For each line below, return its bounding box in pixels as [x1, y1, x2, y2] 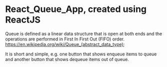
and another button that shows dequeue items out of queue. [5, 56, 129, 62]
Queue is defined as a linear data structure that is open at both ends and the [5, 30, 162, 36]
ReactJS [5, 14, 41, 25]
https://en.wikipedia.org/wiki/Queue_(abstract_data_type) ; [5, 41, 125, 47]
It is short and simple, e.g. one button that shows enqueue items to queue [5, 51, 157, 57]
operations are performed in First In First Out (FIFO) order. [5, 36, 125, 42]
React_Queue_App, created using [5, 3, 147, 15]
